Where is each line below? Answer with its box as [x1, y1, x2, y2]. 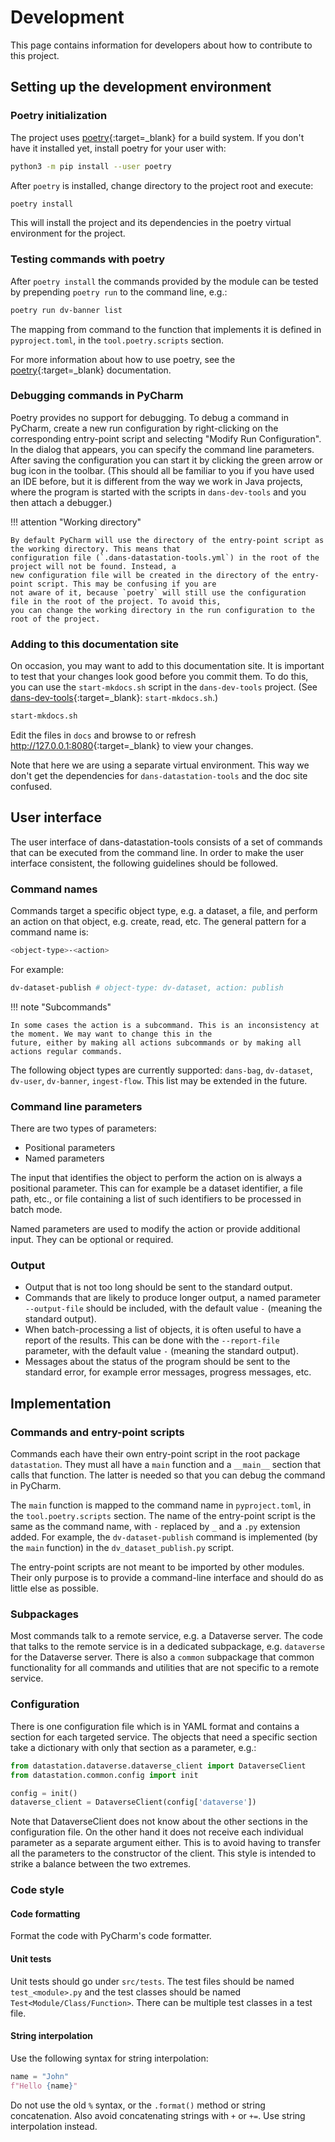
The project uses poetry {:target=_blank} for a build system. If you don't [10, 131, 305, 143]
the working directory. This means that [10, 544, 182, 554]
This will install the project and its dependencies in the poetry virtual [10, 217, 292, 229]
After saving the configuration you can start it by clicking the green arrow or [10, 454, 323, 466]
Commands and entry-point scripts [10, 1425, 185, 1439]
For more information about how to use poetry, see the [10, 353, 236, 365]
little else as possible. [10, 1582, 99, 1595]
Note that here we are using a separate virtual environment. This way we [10, 759, 310, 771]
